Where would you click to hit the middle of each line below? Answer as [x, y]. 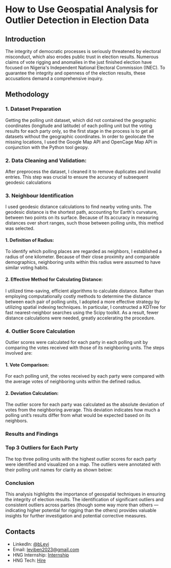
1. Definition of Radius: [30, 240]
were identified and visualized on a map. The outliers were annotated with [83, 464]
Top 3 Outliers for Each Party [42, 448]
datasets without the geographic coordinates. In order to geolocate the [80, 136]
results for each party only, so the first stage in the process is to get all [80, 131]
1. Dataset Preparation [33, 109]
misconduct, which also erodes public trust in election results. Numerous [82, 57]
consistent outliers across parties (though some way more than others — [82, 505]
